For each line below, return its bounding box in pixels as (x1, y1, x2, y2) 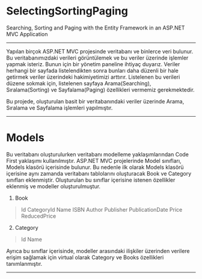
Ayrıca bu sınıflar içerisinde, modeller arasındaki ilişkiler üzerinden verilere (6, 247, 191, 254)
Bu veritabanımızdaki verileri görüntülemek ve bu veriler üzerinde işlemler (6, 54, 189, 61)
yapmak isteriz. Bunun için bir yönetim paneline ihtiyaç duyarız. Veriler (6, 60, 180, 67)
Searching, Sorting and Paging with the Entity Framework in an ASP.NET (6, 24, 185, 31)
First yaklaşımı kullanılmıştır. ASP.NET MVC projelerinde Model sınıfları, (6, 157, 182, 164)
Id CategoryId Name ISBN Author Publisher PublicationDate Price (20, 206, 183, 213)
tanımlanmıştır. (6, 260, 43, 267)
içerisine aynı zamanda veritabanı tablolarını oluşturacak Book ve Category (6, 170, 192, 177)
